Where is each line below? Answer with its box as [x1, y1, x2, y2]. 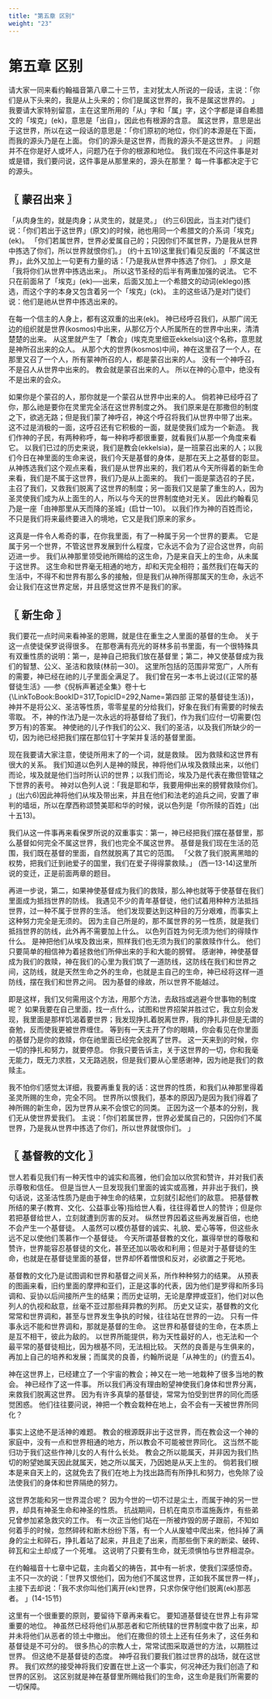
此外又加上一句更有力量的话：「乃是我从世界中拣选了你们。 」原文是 [25, 257, 252, 266]
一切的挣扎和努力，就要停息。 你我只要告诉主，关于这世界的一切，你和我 [8, 1045, 252, 1055]
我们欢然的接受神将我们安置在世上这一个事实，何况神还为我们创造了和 [23, 1661, 259, 1671]
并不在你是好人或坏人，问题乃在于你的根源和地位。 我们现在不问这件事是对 [8, 146, 259, 156]
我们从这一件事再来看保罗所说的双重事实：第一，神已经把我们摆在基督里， [8, 828, 257, 838]
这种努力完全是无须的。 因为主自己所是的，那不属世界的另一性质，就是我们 [8, 916, 259, 926]
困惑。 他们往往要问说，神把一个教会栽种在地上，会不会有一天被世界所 [15, 1399, 252, 1409]
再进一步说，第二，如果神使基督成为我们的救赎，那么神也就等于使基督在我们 [8, 886, 264, 895]
